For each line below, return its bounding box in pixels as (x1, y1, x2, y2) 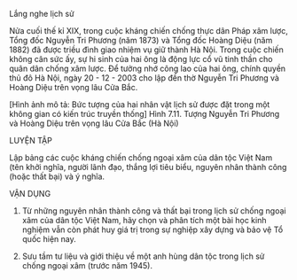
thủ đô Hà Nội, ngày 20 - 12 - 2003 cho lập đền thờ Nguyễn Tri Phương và (9, 73, 279, 83)
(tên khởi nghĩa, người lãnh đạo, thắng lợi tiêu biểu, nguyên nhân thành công (9, 162, 287, 172)
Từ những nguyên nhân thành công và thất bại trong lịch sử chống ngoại (21, 206, 286, 216)
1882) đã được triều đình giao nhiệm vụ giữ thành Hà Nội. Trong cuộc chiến (9, 44, 284, 55)
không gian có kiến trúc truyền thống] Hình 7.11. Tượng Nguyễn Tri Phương (9, 109, 280, 119)
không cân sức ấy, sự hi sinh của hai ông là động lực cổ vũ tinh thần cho (9, 54, 273, 64)
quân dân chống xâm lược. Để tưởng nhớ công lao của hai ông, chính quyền (9, 63, 286, 74)
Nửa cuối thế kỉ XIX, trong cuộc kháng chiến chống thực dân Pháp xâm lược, (9, 26, 288, 35)
